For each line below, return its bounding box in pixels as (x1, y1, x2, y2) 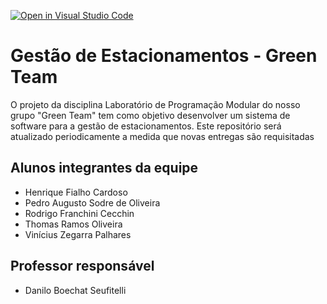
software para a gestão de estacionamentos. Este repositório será (10, 120, 282, 132)
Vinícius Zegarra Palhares (24, 228, 132, 240)
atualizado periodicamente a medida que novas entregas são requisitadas (10, 130, 315, 142)
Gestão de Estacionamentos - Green (10, 45, 318, 67)
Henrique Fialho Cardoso (24, 186, 128, 198)
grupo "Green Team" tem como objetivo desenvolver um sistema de (10, 109, 291, 121)
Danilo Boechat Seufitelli (24, 284, 127, 296)
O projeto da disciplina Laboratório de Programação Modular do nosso (10, 98, 301, 110)
